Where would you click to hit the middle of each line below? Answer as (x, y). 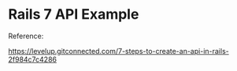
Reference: (26, 36)
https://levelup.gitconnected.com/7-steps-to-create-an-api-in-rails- (119, 51)
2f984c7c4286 (33, 59)
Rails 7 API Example (74, 14)
